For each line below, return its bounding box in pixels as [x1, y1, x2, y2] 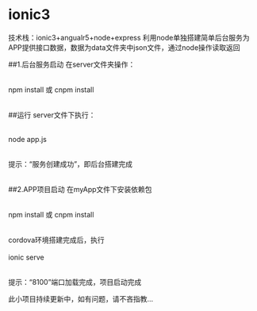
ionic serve [8, 252, 45, 262]
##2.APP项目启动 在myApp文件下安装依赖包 [8, 184, 152, 194]
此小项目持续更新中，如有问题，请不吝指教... [8, 294, 154, 303]
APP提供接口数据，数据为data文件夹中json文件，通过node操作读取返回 [8, 42, 240, 52]
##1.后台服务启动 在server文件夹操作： [8, 60, 136, 69]
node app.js [8, 134, 48, 144]
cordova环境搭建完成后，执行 [8, 235, 105, 244]
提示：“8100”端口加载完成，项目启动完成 [8, 277, 142, 286]
